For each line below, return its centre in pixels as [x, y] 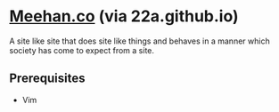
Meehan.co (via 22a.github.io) [124, 16]
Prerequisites [47, 79]
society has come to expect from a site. [82, 50]
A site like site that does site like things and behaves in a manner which [139, 41]
